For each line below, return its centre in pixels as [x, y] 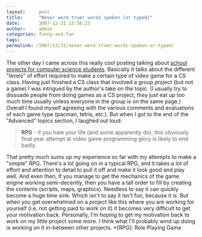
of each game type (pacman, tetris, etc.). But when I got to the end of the [97, 114]
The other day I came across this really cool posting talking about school [97, 63]
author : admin [29, 29]
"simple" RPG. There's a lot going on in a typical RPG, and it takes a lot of [97, 163]
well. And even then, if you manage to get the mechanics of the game [93, 176]
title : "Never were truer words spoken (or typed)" [80, 18]
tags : [13, 40]
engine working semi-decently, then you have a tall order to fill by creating [99, 183]
